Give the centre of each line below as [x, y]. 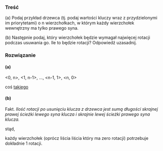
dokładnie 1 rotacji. [24, 143]
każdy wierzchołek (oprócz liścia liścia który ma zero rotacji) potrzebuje [77, 138]
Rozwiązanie [20, 55]
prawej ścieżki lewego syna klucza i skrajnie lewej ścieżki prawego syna [78, 114]
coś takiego [17, 87]
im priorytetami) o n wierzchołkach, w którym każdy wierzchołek [70, 23]
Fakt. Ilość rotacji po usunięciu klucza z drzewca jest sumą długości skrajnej [81, 109]
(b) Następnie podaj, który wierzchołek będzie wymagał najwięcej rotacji [78, 37]
